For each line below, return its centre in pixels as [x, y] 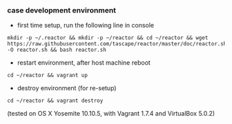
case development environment [61, 10]
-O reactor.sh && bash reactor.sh [57, 50]
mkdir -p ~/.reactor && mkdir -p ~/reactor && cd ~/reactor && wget [108, 38]
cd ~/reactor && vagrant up [48, 75]
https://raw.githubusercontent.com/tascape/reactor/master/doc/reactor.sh [117, 44]
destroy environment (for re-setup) [67, 88]
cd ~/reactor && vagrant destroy [55, 101]
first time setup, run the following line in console [86, 25]
